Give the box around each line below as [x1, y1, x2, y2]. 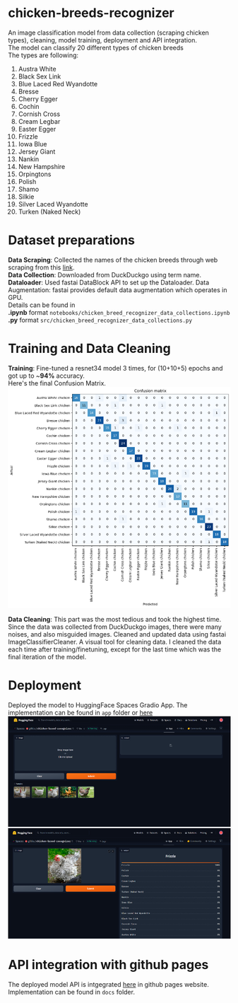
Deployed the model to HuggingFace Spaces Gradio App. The [8, 700, 188, 709]
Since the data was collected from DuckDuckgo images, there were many [8, 622, 222, 631]
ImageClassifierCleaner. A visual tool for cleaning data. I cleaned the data [8, 637, 222, 646]
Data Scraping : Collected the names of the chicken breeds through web [8, 255, 218, 264]
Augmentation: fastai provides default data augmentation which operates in [8, 285, 227, 294]
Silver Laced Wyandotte [18, 199, 88, 208]
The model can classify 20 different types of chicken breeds [8, 43, 184, 52]
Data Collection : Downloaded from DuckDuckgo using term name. [8, 270, 202, 279]
